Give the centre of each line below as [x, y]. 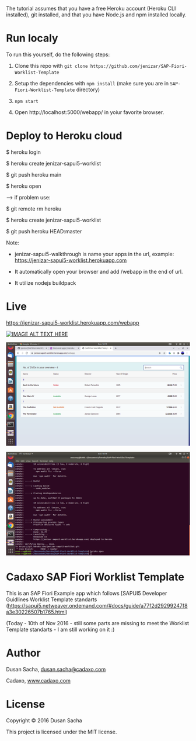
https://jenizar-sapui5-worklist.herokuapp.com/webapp [73, 323]
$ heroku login [23, 152]
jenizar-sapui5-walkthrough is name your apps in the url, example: [94, 254]
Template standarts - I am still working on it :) [60, 629]
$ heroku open [24, 186]
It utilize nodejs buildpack [45, 282]
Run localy [32, 38]
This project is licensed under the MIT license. [62, 732]
